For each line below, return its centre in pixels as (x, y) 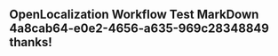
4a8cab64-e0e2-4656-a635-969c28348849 (139, 29)
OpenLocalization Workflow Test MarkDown (134, 15)
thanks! (31, 42)
